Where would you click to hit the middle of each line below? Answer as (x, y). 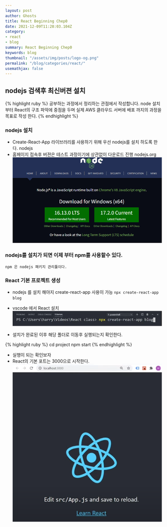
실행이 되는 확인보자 (32, 355)
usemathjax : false (24, 68)
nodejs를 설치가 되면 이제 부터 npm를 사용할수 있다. (64, 255)
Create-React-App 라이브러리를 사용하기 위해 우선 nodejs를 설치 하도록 (82, 142)
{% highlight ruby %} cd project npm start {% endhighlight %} (69, 345)
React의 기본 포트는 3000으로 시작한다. (51, 361)
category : (15, 32)
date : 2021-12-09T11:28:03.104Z (39, 26)
